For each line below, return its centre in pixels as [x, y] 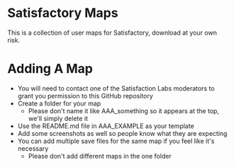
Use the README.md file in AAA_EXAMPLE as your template [106, 126]
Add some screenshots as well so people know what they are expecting [122, 133]
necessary [33, 148]
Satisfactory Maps [63, 13]
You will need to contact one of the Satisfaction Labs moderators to [116, 88]
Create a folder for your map [59, 103]
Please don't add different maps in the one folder [100, 156]
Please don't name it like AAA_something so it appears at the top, [124, 110]
